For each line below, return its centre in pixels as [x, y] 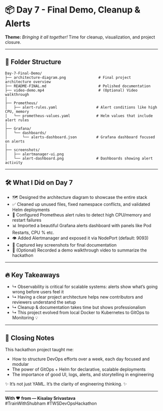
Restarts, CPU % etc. [33, 232]
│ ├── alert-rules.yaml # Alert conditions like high [81, 107]
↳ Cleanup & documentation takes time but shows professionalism [79, 307]
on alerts [15, 141]
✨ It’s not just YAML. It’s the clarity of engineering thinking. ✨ [66, 384]
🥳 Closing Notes [30, 338]
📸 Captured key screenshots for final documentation [64, 245]
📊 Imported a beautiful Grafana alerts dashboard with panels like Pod [82, 225]
